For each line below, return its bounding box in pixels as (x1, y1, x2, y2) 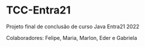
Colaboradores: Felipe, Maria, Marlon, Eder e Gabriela (6, 34, 137, 41)
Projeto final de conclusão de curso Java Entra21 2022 (6, 23, 140, 30)
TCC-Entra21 (6, 4, 71, 17)
